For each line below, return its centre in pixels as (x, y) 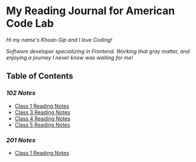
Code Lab (30, 23)
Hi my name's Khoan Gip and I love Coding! (59, 40)
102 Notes (21, 93)
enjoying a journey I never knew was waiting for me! (70, 57)
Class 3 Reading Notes (43, 112)
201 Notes (21, 140)
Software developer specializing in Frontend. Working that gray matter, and (98, 51)
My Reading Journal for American (91, 11)
